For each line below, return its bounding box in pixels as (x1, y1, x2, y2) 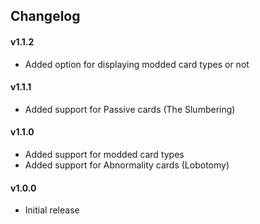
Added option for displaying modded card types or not (24, 58, 250, 70)
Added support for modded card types (24, 149, 185, 160)
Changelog (10, 8, 81, 25)
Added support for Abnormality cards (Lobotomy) (24, 159, 230, 171)
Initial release (24, 204, 80, 216)
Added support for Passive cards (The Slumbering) (24, 103, 236, 115)
